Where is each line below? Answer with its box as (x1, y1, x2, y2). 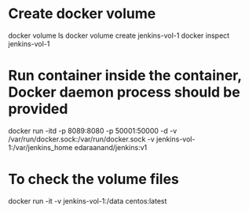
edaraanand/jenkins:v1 (74, 142, 148, 152)
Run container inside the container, (8, 67, 242, 85)
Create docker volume (8, 5, 156, 23)
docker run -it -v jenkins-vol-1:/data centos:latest (8, 196, 167, 205)
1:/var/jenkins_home (8, 142, 73, 152)
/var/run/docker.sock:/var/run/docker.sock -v (8, 134, 155, 144)
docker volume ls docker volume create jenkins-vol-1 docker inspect (8, 31, 230, 40)
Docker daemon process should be (8, 83, 241, 101)
